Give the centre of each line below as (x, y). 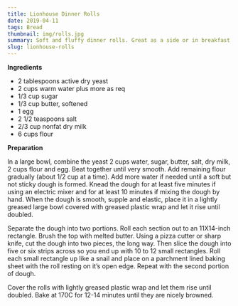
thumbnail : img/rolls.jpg (45, 34)
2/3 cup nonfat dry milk (52, 126)
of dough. (22, 274)
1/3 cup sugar (38, 96)
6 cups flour (36, 134)
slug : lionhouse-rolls (41, 47)
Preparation (25, 148)
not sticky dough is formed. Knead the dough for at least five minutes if (112, 184)
